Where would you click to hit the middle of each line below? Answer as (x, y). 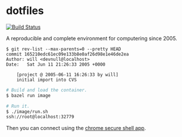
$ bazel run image (28, 95)
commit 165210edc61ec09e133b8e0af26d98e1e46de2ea (68, 54)
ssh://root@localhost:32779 (40, 117)
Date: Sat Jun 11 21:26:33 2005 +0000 (56, 64)
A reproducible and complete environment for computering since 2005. (92, 38)
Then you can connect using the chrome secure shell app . (76, 128)
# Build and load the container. (47, 90)
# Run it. (18, 106)
